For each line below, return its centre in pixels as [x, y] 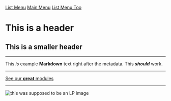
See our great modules [30, 78]
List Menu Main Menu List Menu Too [44, 7]
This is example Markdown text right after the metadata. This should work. [84, 64]
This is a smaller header [44, 47]
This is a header [40, 28]
